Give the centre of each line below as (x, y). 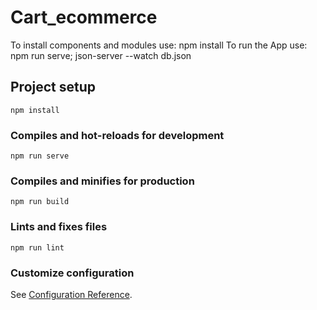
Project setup (53, 87)
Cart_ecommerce (84, 17)
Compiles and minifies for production (102, 181)
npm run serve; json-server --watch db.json (101, 55)
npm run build (40, 202)
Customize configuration (72, 273)
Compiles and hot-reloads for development (117, 135)
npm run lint (37, 247)
